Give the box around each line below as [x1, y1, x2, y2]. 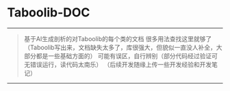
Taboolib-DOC [7, 5, 90, 21]
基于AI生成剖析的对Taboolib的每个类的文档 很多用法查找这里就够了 [23, 34, 212, 42]
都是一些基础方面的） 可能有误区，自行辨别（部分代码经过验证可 [36, 51, 218, 60]
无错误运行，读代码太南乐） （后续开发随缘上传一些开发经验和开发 [23, 60, 212, 68]
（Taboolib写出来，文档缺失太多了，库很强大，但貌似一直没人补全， [23, 43, 217, 51]
